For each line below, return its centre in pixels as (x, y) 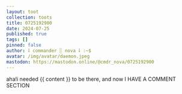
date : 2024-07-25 (28, 28)
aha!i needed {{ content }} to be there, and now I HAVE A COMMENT (91, 79)
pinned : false (24, 46)
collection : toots (29, 17)
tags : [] (17, 40)
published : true (26, 34)
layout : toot (23, 12)
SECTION (18, 85)
